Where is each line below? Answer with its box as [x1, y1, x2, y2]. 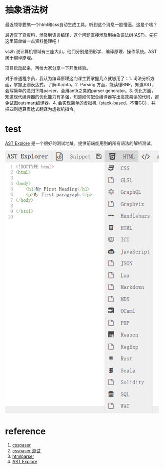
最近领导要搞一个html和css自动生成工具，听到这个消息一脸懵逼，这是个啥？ [5, 22, 158, 27]
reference [5, 426, 46, 437]
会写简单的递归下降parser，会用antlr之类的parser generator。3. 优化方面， [5, 88, 156, 94]
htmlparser [12, 453, 34, 459]
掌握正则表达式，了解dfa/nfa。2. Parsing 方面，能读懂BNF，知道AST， [13, 81, 157, 87]
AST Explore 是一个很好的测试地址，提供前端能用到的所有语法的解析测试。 [5, 140, 155, 146]
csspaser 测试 [12, 448, 41, 453]
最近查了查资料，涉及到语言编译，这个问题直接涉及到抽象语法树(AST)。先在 [5, 32, 158, 38]
